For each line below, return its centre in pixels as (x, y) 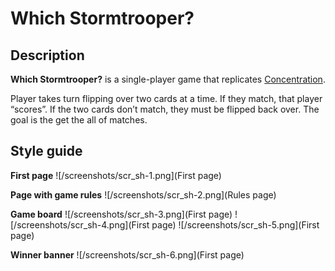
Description (47, 55)
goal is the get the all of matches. (79, 120)
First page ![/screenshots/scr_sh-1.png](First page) (116, 175)
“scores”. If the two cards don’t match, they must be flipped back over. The (165, 109)
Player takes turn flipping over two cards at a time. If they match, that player (166, 98)
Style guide (46, 151)
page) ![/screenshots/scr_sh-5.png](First (235, 224)
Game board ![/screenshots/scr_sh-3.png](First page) (121, 214)
